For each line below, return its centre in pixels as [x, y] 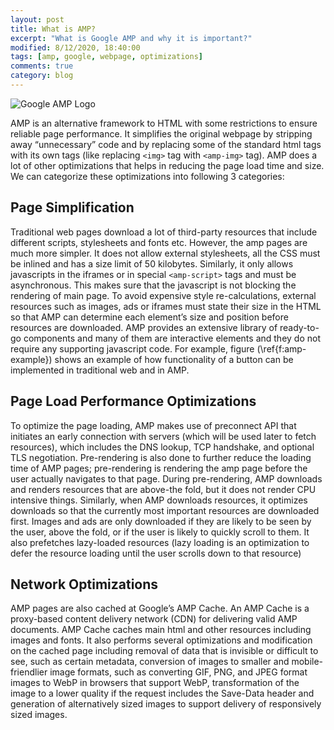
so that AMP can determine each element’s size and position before [149, 317]
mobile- [307, 662]
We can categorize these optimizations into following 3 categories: [147, 176]
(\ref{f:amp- [281, 348]
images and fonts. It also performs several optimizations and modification [161, 640]
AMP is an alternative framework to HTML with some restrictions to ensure [164, 123]
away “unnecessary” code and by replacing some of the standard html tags [166, 144]
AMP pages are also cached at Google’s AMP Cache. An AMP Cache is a [160, 608]
